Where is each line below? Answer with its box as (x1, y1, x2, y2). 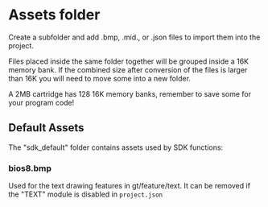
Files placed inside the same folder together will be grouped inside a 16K (8, 56, 249, 66)
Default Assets (8, 121, 85, 135)
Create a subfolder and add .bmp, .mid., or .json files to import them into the (8, 32, 261, 42)
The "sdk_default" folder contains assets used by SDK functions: (8, 143, 224, 152)
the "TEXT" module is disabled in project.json (8, 189, 163, 199)
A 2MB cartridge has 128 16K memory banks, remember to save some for (8, 89, 252, 98)
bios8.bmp (8, 163, 52, 174)
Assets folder (8, 6, 101, 24)
